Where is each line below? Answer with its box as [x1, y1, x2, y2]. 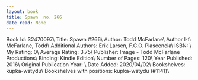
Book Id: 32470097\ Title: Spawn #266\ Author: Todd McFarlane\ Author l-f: [6, 36, 191, 43]
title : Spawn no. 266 [6, 14, 62, 20]
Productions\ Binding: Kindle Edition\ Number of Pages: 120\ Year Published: [6, 55, 193, 62]
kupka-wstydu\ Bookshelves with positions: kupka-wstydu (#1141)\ [6, 68, 170, 75]
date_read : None [6, 20, 46, 25]
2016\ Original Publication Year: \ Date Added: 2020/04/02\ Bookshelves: [6, 61, 186, 68]
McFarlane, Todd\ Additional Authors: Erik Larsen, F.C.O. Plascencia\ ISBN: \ [6, 42, 191, 49]
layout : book [6, 8, 39, 15]
